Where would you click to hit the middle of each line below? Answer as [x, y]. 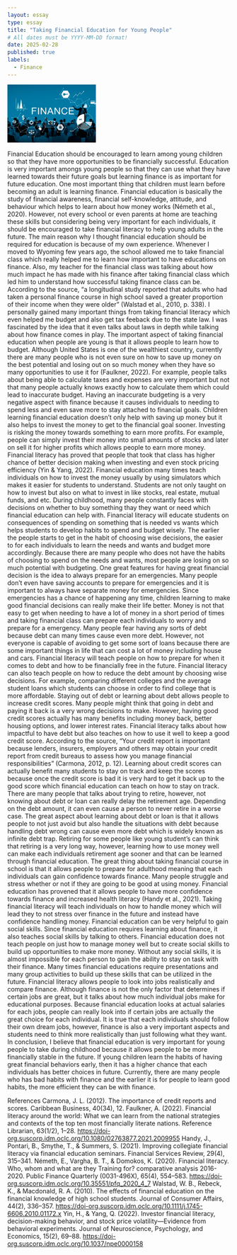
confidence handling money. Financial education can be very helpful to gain [118, 921]
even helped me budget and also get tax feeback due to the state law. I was [117, 319]
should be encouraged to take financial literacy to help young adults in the [115, 229]
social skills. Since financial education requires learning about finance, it [112, 929]
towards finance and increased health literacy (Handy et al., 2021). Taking [115, 899]
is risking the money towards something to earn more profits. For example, [116, 433]
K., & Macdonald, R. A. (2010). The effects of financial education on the [111, 1191]
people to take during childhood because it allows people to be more [108, 1050]
